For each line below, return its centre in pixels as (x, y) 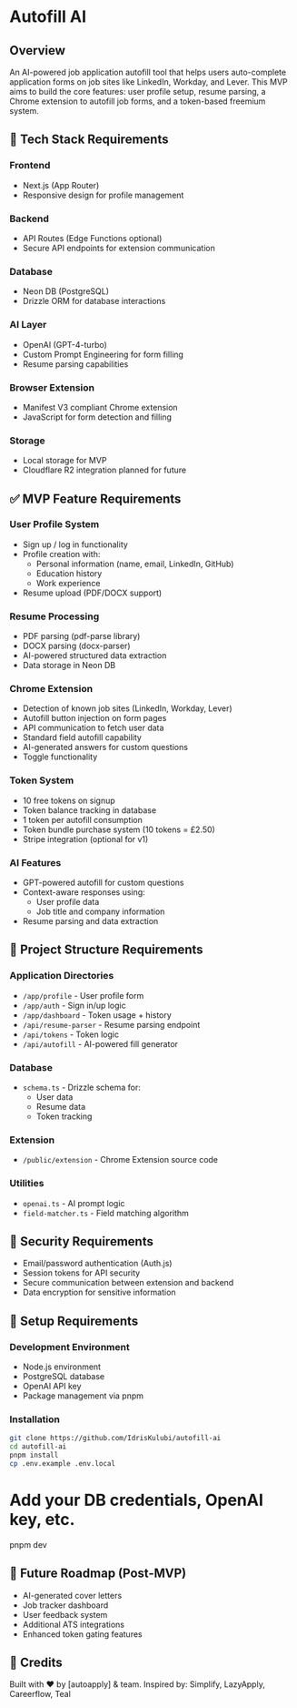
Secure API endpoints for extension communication (119, 248)
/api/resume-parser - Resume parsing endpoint (111, 1024)
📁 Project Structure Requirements (106, 950)
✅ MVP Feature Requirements (95, 498)
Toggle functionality (60, 757)
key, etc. (42, 1520)
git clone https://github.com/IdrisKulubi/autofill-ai (115, 1439)
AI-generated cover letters (72, 1595)
